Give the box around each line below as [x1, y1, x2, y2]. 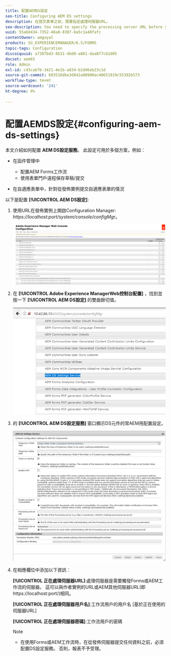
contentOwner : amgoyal [5, 35, 53, 40]
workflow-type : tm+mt [5, 78, 51, 83]
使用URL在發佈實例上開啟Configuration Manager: [12, 207, 116, 213]
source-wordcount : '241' [5, 83, 58, 89]
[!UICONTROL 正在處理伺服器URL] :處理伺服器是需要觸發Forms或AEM [12, 578, 159, 584]
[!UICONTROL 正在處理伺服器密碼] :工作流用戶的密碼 [12, 618, 123, 624]
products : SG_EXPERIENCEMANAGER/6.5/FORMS [5, 41, 97, 46]
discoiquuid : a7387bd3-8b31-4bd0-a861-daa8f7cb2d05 [5, 51, 117, 56]
